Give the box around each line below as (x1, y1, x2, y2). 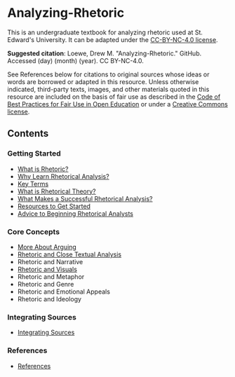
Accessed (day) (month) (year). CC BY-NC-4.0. (7, 56, 144, 64)
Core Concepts (7, 226, 60, 236)
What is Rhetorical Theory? (17, 187, 96, 196)
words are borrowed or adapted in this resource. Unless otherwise (7, 77, 199, 85)
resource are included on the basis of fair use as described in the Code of (7, 92, 221, 101)
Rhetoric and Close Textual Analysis (17, 250, 122, 259)
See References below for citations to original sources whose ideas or (7, 70, 210, 78)
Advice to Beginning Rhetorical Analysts (17, 209, 134, 218)
